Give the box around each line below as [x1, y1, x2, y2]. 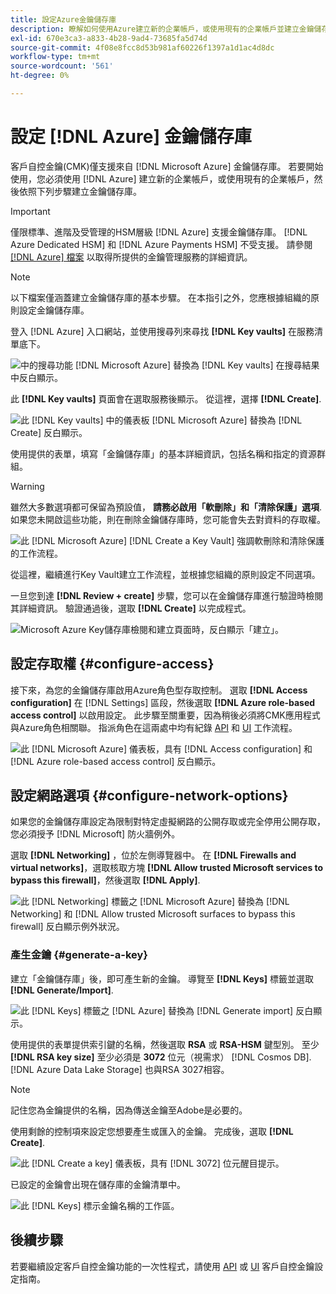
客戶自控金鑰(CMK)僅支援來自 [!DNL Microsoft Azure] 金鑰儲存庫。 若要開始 [10, 160, 324, 172]
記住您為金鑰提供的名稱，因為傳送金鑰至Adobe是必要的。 [10, 1104, 248, 1116]
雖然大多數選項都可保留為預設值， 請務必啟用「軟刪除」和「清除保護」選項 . [10, 501, 322, 513]
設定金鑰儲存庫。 [18, 304, 90, 316]
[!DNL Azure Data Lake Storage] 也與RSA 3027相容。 [10, 1063, 230, 1075]
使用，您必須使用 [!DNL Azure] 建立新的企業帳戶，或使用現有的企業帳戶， [10, 172, 315, 185]
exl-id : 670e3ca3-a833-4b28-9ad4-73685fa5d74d [10, 33, 208, 43]
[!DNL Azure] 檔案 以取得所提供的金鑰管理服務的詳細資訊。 [10, 251, 253, 263]
